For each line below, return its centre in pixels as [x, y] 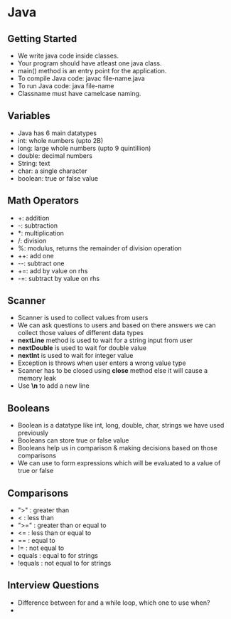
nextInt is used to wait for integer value [75, 356]
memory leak [37, 379]
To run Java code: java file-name [66, 86]
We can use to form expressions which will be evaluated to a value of [119, 463]
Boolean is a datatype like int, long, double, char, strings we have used [121, 425]
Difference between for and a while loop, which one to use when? [114, 603]
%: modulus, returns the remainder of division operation [100, 248]
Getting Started [42, 39]
